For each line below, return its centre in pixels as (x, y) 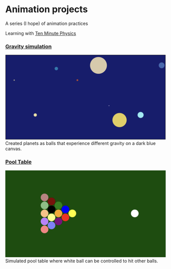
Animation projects (47, 9)
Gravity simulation (28, 46)
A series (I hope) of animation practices (47, 23)
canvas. (13, 149)
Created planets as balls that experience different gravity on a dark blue (81, 143)
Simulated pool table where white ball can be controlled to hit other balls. (82, 261)
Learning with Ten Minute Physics (41, 33)
